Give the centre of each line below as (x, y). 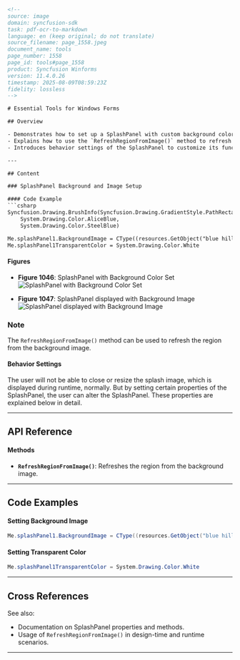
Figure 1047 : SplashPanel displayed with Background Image (106, 298)
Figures (19, 261)
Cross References (48, 596)
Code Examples (43, 503)
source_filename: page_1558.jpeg (57, 43)
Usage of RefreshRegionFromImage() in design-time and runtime (111, 635)
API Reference (40, 432)
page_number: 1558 (35, 56)
